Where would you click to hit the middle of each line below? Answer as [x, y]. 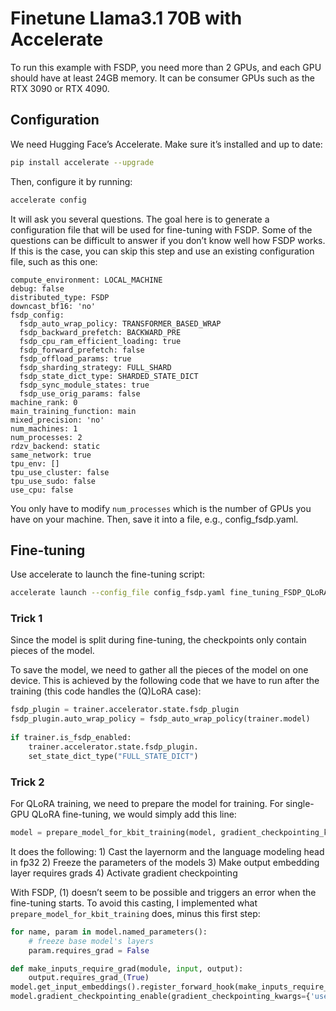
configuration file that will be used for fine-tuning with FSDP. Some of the [161, 229]
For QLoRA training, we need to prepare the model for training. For [147, 804]
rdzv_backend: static [55, 446]
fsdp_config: [37, 315]
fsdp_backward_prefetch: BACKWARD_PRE [100, 332]
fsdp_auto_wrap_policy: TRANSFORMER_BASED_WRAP [120, 323]
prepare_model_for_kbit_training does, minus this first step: [135, 913]
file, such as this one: [54, 261]
